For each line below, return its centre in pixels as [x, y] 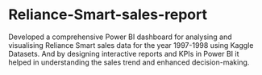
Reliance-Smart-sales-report [108, 15]
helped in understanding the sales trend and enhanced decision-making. [129, 62]
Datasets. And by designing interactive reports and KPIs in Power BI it [124, 53]
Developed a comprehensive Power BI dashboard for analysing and [120, 37]
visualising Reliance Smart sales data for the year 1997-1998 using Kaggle [131, 45]
